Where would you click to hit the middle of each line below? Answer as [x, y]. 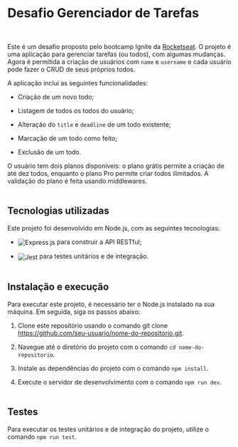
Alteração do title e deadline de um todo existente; [94, 124]
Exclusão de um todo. [49, 152]
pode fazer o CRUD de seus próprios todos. [71, 69]
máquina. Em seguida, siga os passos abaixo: [74, 312]
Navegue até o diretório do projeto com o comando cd [97, 347]
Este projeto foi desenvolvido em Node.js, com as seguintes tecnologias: [114, 228]
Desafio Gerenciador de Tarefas [103, 13]
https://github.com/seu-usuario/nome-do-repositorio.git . [101, 333]
